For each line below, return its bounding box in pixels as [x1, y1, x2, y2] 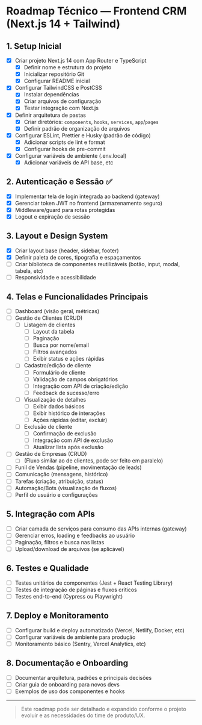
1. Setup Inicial [6, 41, 62, 51]
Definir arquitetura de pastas [14, 111, 86, 119]
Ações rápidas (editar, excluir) [32, 416, 108, 423]
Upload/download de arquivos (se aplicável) [14, 545, 124, 552]
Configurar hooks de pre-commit [23, 145, 106, 152]
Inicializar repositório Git [23, 70, 85, 78]
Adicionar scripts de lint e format [23, 138, 105, 146]
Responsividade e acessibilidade [14, 274, 96, 281]
